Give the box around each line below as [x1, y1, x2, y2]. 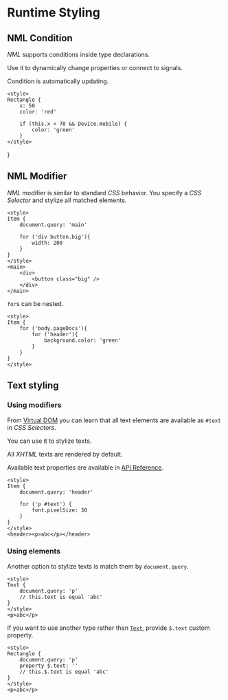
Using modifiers [7, 400, 62, 410]
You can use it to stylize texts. [7, 437, 92, 445]
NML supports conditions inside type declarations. [7, 50, 150, 58]
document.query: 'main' [19, 221, 88, 228]
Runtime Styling [7, 5, 101, 21]
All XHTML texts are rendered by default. [7, 450, 123, 458]
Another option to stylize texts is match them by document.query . [7, 562, 189, 570]
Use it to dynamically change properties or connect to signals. [7, 64, 183, 72]
